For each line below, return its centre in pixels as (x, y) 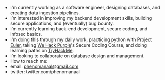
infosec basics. (26, 34)
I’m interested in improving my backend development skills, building (81, 18)
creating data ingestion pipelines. (45, 13)
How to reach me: (29, 61)
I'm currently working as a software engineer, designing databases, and (85, 7)
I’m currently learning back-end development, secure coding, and (79, 29)
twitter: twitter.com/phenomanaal (45, 72)
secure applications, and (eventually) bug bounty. (62, 23)
